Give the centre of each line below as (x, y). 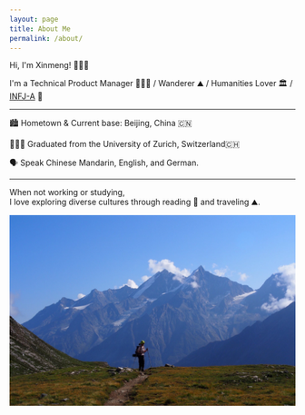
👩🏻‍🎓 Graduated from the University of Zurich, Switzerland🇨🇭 (125, 144)
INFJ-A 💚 (26, 96)
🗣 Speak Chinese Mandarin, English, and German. (104, 163)
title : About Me (40, 29)
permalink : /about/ (46, 38)
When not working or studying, (67, 193)
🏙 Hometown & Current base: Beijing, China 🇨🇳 (101, 124)
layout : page (34, 19)
